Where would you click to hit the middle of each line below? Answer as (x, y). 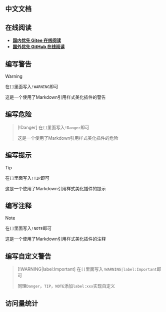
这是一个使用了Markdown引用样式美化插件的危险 (68, 138)
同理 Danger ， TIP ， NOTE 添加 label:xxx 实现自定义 (66, 286)
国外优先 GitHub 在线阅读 (38, 47)
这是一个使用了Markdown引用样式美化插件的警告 (55, 97)
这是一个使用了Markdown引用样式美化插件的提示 (55, 188)
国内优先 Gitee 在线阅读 (37, 40)
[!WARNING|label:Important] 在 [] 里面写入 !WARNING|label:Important (87, 269)
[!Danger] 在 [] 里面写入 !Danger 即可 (53, 127)
